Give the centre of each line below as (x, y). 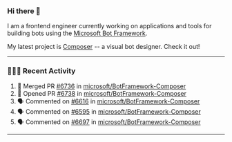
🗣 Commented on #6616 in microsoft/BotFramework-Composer (108, 101)
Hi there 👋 (24, 11)
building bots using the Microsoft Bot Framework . (77, 33)
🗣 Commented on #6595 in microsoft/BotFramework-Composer (109, 111)
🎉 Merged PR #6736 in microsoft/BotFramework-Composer (101, 86)
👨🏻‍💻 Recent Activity (41, 71)
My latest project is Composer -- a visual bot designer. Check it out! (104, 47)
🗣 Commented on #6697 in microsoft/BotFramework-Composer (109, 122)
